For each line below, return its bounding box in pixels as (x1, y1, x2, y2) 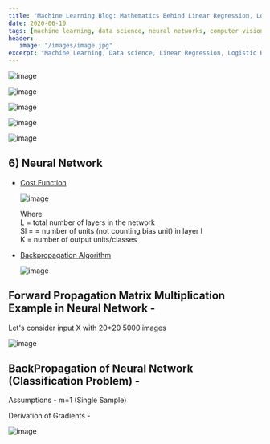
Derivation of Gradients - (8, 411, 91, 421)
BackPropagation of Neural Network (8, 362, 194, 376)
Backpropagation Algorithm (19, 250, 112, 259)
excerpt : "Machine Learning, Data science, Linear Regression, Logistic (8, 49, 257, 57)
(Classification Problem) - (8, 374, 141, 388)
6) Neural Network (8, 157, 103, 170)
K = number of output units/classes (19, 234, 137, 244)
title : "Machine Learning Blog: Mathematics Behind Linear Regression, (8, 11, 253, 20)
